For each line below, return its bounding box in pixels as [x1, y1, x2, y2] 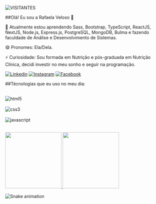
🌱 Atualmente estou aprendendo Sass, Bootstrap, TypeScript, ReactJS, [5, 24, 151, 30]
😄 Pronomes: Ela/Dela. [5, 44, 53, 50]
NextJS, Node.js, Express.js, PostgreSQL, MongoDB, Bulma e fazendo [5, 29, 149, 35]
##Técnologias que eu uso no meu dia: [5, 81, 85, 87]
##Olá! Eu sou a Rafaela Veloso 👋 [5, 14, 74, 20]
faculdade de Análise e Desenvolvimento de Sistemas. [5, 35, 117, 40]
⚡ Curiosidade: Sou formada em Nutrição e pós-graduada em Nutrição [5, 54, 151, 60]
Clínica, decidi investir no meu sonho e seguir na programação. [5, 61, 135, 67]
